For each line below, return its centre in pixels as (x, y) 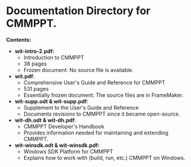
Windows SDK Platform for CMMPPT (68, 151)
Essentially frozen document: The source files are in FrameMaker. (103, 95)
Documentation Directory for (78, 11)
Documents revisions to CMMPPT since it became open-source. (102, 114)
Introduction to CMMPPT (54, 57)
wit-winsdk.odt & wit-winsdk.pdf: (57, 145)
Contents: (19, 40)
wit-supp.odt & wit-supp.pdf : (51, 101)
